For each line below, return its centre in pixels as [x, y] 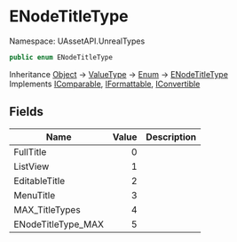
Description [171, 137]
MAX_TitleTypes [47, 209]
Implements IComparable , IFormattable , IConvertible [105, 84]
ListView [32, 166]
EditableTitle [39, 181]
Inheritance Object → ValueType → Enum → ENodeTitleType [119, 74]
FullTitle [30, 151]
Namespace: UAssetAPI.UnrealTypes [77, 41]
